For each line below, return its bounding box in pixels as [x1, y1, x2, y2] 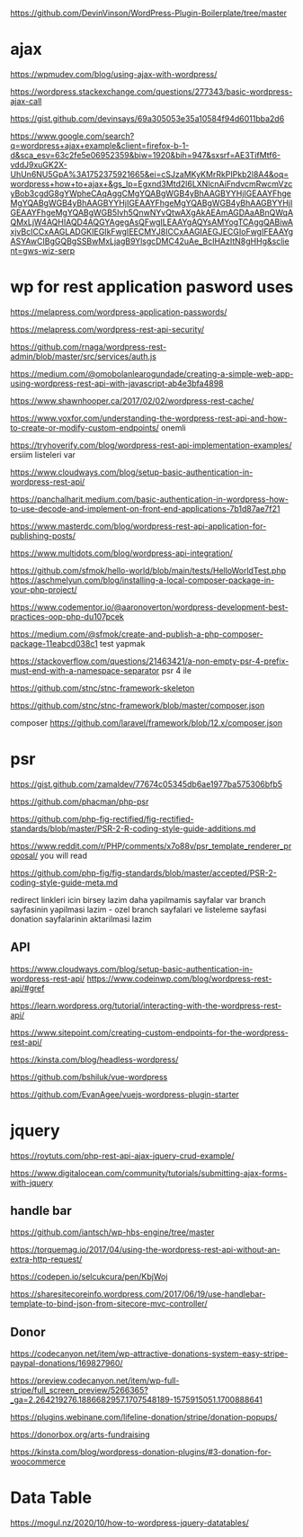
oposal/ [10, 850, 39, 861]
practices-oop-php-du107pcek [10, 611, 125, 621]
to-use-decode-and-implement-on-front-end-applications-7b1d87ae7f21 [10, 503, 281, 514]
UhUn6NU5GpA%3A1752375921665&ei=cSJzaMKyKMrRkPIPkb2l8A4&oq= [10, 168, 290, 179]
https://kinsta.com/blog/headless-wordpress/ [10, 1054, 179, 1065]
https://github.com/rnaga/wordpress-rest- [10, 341, 167, 352]
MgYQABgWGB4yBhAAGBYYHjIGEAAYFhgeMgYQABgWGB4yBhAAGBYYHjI [10, 197, 293, 208]
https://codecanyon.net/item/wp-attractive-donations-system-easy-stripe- [10, 1348, 289, 1359]
